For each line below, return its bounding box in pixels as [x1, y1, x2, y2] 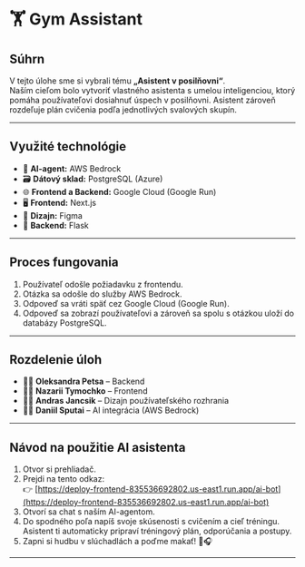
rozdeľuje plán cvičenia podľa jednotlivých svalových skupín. [9, 104, 238, 115]
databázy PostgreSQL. [22, 317, 107, 328]
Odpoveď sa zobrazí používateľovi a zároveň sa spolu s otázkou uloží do [22, 308, 295, 318]
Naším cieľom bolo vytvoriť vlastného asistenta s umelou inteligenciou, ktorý [9, 85, 296, 95]
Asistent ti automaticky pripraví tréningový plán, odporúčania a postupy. [22, 525, 292, 537]
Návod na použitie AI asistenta [9, 439, 186, 455]
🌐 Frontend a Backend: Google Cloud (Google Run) [22, 186, 217, 197]
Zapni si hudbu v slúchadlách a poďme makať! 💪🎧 [22, 536, 213, 547]
